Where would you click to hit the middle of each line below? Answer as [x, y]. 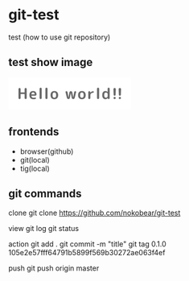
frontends [34, 132]
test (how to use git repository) [60, 37]
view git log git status [44, 229]
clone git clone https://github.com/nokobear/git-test [94, 213]
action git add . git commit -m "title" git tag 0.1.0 [87, 244]
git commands [45, 194]
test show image [51, 62]
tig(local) [35, 168]
